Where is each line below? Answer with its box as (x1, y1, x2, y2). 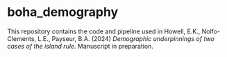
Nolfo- (201, 27, 221, 35)
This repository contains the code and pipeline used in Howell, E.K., (7, 27, 201, 35)
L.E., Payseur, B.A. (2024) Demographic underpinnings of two (37, 34, 215, 42)
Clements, (7, 34, 37, 42)
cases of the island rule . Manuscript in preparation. (7, 42, 154, 50)
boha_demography (7, 4, 119, 20)
